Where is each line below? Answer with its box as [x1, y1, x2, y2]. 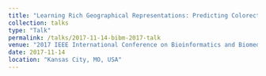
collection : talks [8, 19, 69, 27]
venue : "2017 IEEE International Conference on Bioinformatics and [8, 41, 236, 49]
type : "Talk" [8, 26, 51, 34]
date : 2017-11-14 [8, 48, 66, 56]
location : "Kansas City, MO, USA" [8, 56, 123, 64]
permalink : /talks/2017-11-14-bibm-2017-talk [8, 33, 161, 42]
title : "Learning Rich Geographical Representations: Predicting [8, 11, 228, 20]
